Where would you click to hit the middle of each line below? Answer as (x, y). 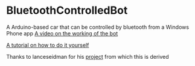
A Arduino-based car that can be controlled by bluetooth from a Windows (97, 27)
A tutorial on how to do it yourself (48, 45)
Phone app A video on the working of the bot (62, 33)
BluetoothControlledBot (67, 10)
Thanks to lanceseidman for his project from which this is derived (88, 56)
